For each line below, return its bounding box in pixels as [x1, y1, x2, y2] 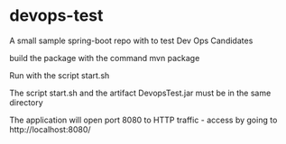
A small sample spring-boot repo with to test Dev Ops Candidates [9, 35, 254, 46]
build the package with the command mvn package [9, 52, 200, 63]
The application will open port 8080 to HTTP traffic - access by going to [9, 114, 278, 125]
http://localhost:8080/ [9, 123, 92, 135]
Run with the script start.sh [9, 69, 110, 81]
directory [9, 96, 43, 108]
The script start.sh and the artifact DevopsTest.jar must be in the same [9, 87, 272, 98]
